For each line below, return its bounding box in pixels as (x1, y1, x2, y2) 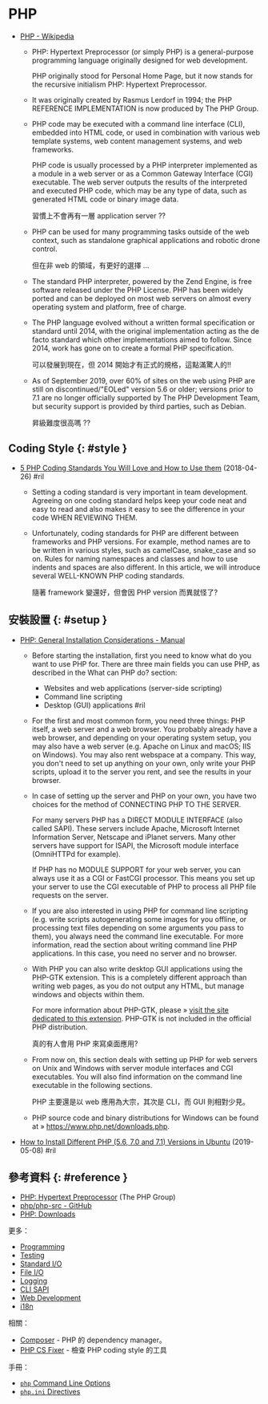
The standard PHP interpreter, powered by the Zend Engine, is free (31, 276, 252, 286)
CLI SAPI (19, 1284, 50, 1294)
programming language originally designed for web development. (31, 55, 248, 65)
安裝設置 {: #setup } (8, 613, 108, 627)
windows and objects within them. (31, 989, 145, 999)
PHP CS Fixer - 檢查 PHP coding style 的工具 (19, 1345, 167, 1355)
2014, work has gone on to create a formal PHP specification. (31, 343, 234, 353)
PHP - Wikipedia (19, 31, 74, 41)
